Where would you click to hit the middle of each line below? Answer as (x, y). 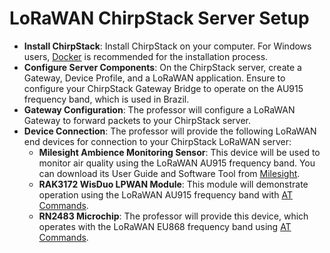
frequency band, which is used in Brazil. (106, 99)
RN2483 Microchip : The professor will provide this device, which (173, 216)
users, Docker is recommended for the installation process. (146, 56)
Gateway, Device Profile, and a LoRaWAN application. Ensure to (154, 78)
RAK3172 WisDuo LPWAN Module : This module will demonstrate (173, 184)
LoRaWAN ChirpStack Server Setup (159, 18)
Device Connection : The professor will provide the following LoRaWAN (170, 131)
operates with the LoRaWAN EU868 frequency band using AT (165, 226)
